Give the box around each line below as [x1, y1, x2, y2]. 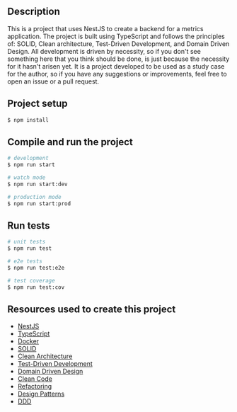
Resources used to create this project [7, 304, 176, 316]
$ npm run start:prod [7, 200, 71, 207]
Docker [17, 337, 40, 345]
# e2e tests [7, 258, 42, 265]
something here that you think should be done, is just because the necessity [7, 55, 230, 63]
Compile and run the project [7, 136, 133, 148]
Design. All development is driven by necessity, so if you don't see [7, 47, 202, 55]
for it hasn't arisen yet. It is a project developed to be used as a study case [7, 62, 225, 70]
